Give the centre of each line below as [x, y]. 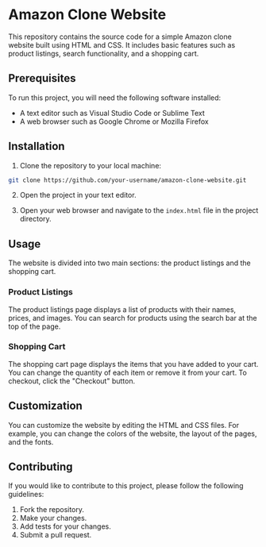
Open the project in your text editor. [78, 195]
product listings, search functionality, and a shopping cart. [104, 53]
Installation [37, 146]
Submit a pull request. [56, 535]
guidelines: [26, 495]
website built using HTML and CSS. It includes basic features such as [122, 44]
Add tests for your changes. [65, 526]
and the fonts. [31, 441]
